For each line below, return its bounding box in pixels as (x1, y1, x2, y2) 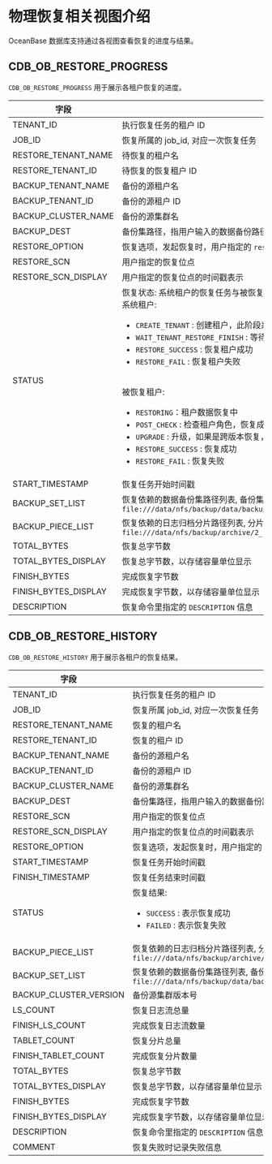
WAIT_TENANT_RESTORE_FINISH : (135, 331, 249, 343)
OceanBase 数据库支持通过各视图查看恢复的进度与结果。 (8, 36, 198, 45)
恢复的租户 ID (132, 735, 184, 746)
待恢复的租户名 (121, 149, 180, 161)
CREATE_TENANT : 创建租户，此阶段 (135, 319, 261, 330)
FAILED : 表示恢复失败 (146, 919, 227, 930)
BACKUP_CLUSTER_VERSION (12, 989, 125, 1000)
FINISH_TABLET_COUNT (12, 1050, 105, 1061)
